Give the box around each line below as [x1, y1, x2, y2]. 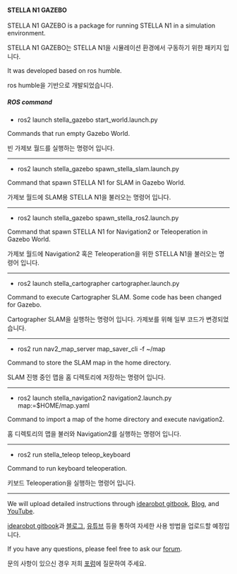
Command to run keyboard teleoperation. [7, 464, 128, 473]
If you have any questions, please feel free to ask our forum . [7, 545, 182, 553]
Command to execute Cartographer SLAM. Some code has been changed [7, 293, 222, 302]
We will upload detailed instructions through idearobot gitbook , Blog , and [7, 500, 219, 508]
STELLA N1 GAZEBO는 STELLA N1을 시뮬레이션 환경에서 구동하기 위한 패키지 [7, 43, 222, 52]
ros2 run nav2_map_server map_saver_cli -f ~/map [17, 345, 166, 353]
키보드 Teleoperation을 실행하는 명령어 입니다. [7, 478, 136, 488]
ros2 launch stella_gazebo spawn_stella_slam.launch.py [17, 165, 180, 173]
